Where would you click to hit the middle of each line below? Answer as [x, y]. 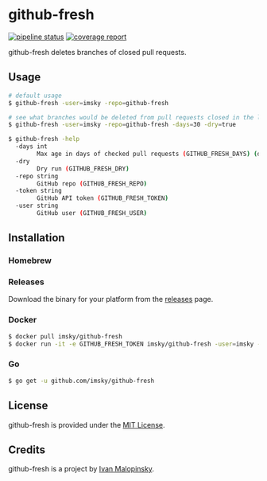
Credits [27, 450]
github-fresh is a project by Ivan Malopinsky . [81, 469]
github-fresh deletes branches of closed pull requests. [97, 52]
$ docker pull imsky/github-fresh [66, 336]
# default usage [35, 96]
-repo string [37, 176]
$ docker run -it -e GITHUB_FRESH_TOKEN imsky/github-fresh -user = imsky [131, 344]
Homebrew [30, 260]
